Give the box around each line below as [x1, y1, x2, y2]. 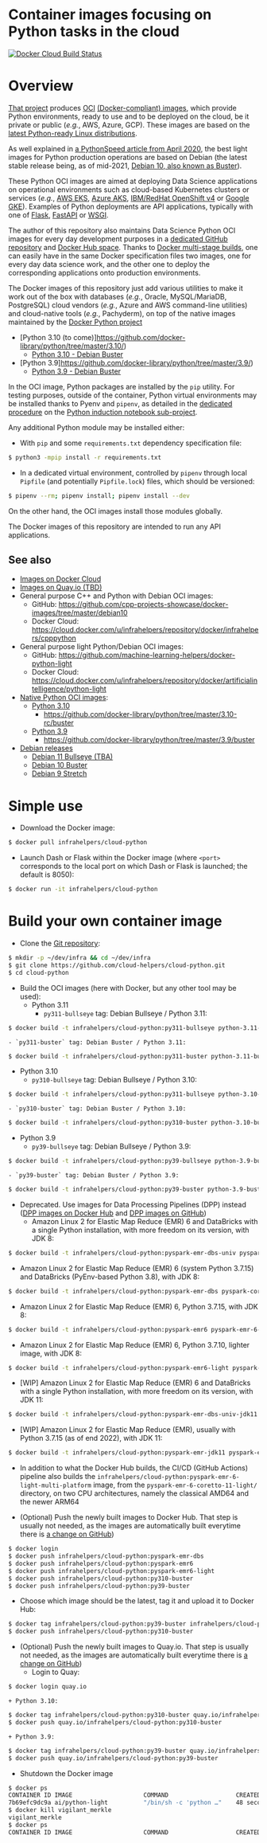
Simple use [8, 796, 83, 815]
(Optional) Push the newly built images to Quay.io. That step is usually [19, 1642, 249, 1652]
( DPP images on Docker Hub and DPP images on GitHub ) [19, 1208, 207, 1218]
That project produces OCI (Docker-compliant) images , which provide [8, 103, 237, 112]
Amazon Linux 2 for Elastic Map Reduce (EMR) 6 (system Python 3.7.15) [19, 1263, 254, 1273]
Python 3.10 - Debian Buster [31, 349, 124, 359]
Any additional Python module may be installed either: [8, 422, 185, 432]
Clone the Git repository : [19, 938, 101, 949]
